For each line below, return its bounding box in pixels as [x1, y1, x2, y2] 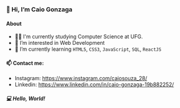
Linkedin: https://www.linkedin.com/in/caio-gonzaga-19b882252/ [14, 81, 174, 88]
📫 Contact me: [6, 59, 44, 67]
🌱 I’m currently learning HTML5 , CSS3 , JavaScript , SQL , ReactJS [14, 45, 162, 53]
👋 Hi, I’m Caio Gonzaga [6, 5, 73, 14]
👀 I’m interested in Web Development [14, 40, 105, 47]
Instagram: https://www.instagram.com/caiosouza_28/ [14, 75, 148, 82]
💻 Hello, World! [6, 94, 45, 102]
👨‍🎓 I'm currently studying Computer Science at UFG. [14, 33, 143, 40]
